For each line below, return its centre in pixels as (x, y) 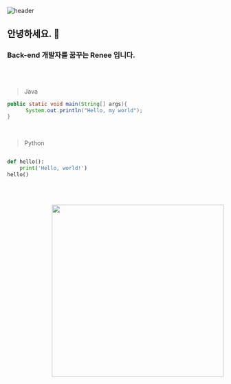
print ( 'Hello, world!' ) (54, 169)
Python (34, 143)
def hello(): (26, 162)
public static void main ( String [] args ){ (67, 104)
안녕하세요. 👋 (33, 34)
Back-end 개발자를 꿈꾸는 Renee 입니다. (71, 55)
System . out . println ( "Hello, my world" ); (84, 110)
